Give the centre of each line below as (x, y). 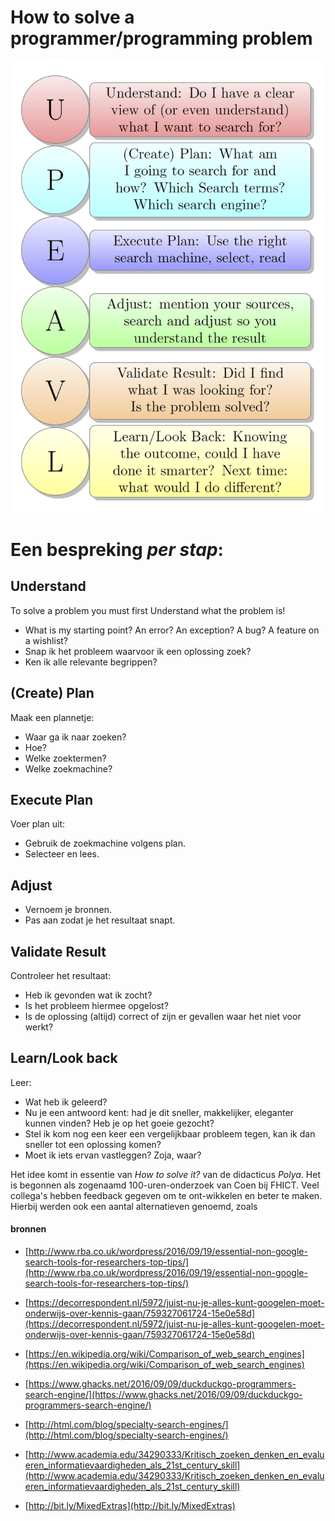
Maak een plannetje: (52, 717)
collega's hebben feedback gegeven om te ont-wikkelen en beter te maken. (166, 1195)
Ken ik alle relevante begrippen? (91, 662)
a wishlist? (46, 640)
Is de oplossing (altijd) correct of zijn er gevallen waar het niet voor (163, 1016)
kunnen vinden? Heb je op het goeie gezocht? (119, 1123)
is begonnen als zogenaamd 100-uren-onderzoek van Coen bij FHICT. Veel (165, 1185)
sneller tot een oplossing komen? (93, 1144)
